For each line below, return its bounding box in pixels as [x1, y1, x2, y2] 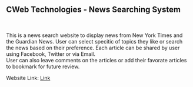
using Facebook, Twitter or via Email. [6, 50, 96, 58]
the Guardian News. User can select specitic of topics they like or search [6, 38, 183, 45]
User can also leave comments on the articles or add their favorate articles [6, 56, 187, 63]
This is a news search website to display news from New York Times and [6, 32, 183, 39]
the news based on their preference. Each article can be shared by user [6, 44, 180, 51]
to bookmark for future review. [6, 63, 80, 70]
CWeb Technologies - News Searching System [6, 5, 181, 15]
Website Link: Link [6, 74, 51, 81]
